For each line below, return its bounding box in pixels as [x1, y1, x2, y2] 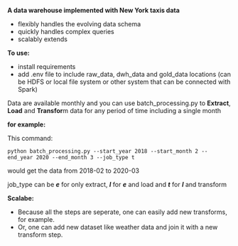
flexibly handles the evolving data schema [17, 20, 141, 28]
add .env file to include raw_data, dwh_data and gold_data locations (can [17, 70, 231, 78]
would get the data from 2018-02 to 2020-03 [7, 166, 140, 175]
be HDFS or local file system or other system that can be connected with [17, 77, 231, 86]
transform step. [17, 230, 63, 239]
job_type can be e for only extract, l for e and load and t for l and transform [7, 181, 227, 188]
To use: [7, 49, 30, 57]
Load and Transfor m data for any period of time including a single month [7, 107, 222, 114]
